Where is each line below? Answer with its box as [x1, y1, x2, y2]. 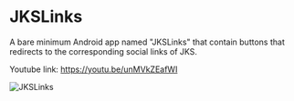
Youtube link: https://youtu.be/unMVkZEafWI [9, 64, 178, 75]
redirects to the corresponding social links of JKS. [9, 45, 198, 56]
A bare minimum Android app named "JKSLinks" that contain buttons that [9, 36, 285, 47]
